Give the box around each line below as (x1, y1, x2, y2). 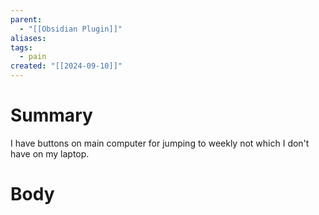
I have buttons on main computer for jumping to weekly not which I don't (10, 137, 310, 149)
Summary (10, 104, 93, 127)
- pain (19, 52, 47, 62)
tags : (10, 42, 33, 53)
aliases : (10, 33, 47, 43)
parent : (10, 14, 43, 25)
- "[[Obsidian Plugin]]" (19, 24, 123, 34)
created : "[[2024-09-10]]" (10, 61, 123, 71)
